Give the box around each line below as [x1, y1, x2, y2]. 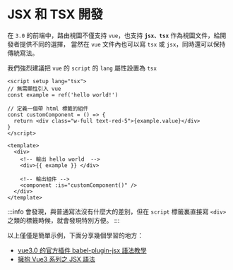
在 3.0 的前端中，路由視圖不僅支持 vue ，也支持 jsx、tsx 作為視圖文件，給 [7, 31, 220, 39]
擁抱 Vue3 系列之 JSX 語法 [17, 254, 95, 263]
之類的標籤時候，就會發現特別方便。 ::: [7, 216, 120, 224]
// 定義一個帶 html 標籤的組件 [7, 105, 89, 112]
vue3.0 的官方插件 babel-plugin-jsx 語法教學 [17, 246, 147, 254]
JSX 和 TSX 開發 [7, 6, 104, 23]
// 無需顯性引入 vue [7, 85, 61, 92]
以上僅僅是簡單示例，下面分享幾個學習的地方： [7, 231, 143, 240]
